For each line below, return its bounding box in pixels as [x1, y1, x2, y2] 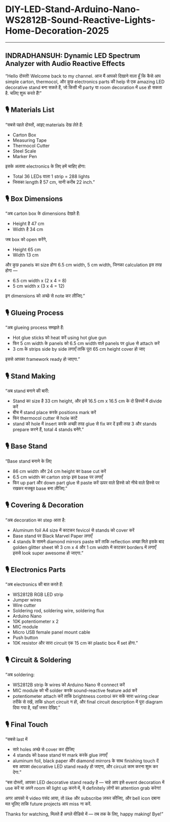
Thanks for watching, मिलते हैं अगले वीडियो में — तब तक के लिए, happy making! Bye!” [5, 811, 163, 817]
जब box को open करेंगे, [5, 237, 47, 243]
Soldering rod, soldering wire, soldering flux [12, 608, 105, 614]
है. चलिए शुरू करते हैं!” [5, 90, 42, 96]
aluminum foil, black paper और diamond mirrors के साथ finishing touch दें [12, 758, 159, 764]
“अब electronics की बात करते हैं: [5, 581, 63, 587]
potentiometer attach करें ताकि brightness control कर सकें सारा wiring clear [12, 693, 159, 699]
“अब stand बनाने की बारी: [5, 388, 50, 394]
